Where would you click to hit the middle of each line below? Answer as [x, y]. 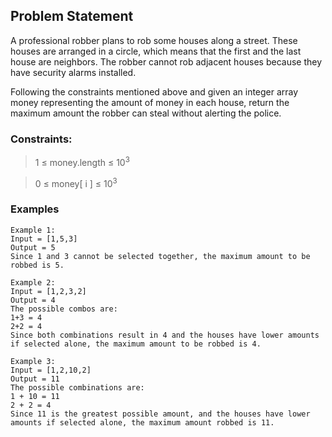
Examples [35, 209]
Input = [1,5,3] [44, 239]
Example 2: [33, 282]
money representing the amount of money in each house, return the [150, 102]
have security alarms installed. [73, 72]
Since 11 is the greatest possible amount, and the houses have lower [160, 414]
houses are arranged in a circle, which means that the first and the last [156, 51]
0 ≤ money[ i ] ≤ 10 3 [76, 182]
